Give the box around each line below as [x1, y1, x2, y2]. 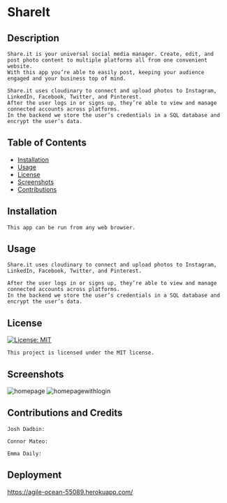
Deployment [7, 469, 62, 481]
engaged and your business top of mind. [7, 75, 127, 82]
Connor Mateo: [7, 438, 49, 445]
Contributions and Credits [7, 407, 123, 419]
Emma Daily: [7, 450, 42, 457]
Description [7, 32, 59, 44]
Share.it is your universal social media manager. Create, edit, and [7, 50, 214, 57]
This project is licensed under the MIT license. [7, 349, 155, 357]
